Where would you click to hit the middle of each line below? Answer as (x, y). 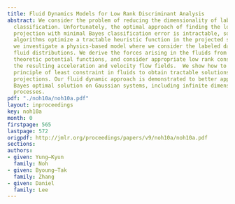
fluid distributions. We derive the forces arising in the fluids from (120, 53)
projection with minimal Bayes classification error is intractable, (117, 33)
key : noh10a (24, 111)
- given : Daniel (31, 183)
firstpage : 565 (29, 124)
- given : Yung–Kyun (36, 157)
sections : (22, 144)
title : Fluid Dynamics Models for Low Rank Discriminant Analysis (106, 14)
